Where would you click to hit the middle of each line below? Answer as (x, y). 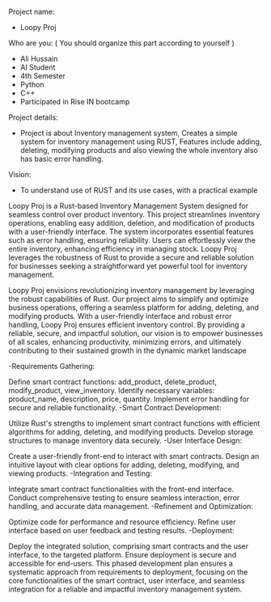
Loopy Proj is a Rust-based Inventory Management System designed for (129, 206)
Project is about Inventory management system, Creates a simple (129, 133)
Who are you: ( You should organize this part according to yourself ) (121, 43)
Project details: (33, 117)
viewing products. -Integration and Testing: (80, 473)
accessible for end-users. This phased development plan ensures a (121, 563)
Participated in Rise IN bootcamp (75, 102)
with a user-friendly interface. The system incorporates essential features (131, 231)
